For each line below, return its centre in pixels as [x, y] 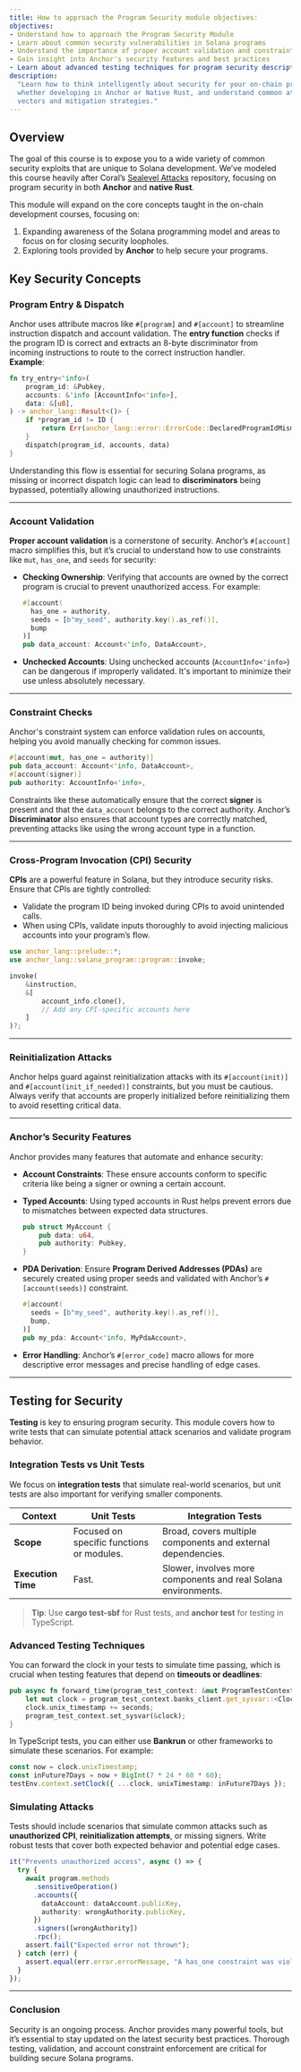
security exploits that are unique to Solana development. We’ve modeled [143, 168]
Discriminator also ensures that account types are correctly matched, [138, 819]
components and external [216, 1542]
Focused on [98, 1531]
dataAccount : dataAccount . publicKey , [112, 1904]
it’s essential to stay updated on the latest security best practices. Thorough [149, 2039]
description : [34, 76]
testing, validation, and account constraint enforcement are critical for [138, 2048]
